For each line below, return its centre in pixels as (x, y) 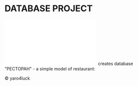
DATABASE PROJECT (49, 9)
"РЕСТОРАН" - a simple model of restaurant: (50, 68)
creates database (115, 64)
